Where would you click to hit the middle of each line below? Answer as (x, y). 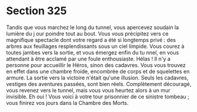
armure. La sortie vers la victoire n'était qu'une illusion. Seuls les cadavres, (97, 78)
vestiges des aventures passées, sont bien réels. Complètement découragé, (99, 84)
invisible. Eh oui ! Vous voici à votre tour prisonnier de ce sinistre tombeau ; (98, 97)
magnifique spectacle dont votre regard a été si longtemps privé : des (91, 40)
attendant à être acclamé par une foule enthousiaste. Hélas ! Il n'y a (88, 59)
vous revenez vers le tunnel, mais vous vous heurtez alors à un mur (88, 90)
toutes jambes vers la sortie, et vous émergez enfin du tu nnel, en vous (93, 52)
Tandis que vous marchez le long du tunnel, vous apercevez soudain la (93, 27)
